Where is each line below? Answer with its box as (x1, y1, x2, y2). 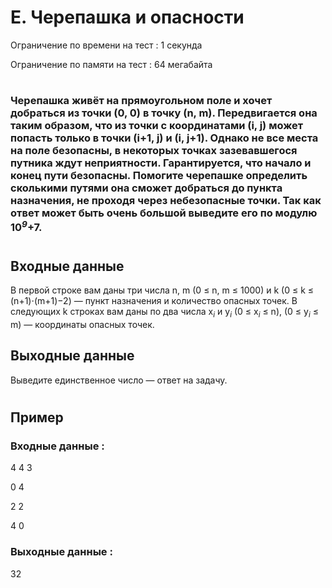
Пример (10, 409, 64, 426)
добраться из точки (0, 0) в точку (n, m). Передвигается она (10, 106, 318, 120)
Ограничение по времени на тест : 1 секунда (10, 39, 203, 51)
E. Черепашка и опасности (10, 6, 245, 29)
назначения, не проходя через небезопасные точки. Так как (10, 194, 322, 208)
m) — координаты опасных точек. (10, 318, 155, 330)
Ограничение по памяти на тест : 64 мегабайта (10, 58, 213, 70)
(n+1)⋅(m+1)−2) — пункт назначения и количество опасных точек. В (10, 295, 298, 307)
